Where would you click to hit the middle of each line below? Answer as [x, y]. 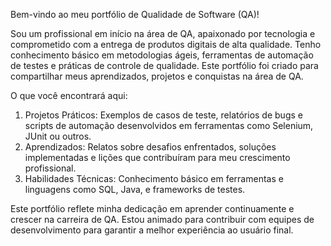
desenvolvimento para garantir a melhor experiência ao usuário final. [152, 230]
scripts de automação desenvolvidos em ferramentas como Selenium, [169, 125]
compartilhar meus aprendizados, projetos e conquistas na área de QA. [157, 76]
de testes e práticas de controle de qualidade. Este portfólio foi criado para [164, 65]
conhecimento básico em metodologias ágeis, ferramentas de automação [162, 55]
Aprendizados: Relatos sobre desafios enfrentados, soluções [150, 147]
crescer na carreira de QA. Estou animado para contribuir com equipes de [162, 219]
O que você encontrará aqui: [69, 95]
